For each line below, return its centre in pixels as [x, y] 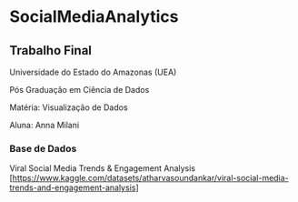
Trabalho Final [51, 50]
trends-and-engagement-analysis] [74, 187]
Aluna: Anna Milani [45, 125]
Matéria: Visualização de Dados [69, 107]
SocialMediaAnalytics [94, 17]
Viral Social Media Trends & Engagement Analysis [102, 168]
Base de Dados [43, 148]
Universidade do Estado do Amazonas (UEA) [93, 72]
